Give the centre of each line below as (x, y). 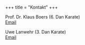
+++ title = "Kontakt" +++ (32, 7)
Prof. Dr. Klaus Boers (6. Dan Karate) (43, 17)
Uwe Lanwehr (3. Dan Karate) (36, 32)
